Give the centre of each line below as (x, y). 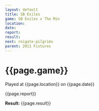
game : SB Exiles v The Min (32, 19)
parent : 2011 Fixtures (28, 46)
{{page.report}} (21, 93)
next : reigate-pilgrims (29, 42)
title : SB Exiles (23, 14)
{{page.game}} (37, 70)
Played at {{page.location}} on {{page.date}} (50, 84)
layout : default (21, 10)
